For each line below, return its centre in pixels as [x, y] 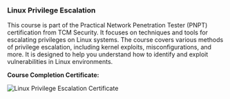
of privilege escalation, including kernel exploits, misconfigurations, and [109, 47]
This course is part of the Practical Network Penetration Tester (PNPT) [107, 25]
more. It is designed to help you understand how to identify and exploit [108, 54]
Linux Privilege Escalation [51, 10]
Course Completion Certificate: [53, 75]
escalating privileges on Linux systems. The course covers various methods [115, 40]
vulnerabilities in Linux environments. [60, 62]
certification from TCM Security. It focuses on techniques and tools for [108, 32]
